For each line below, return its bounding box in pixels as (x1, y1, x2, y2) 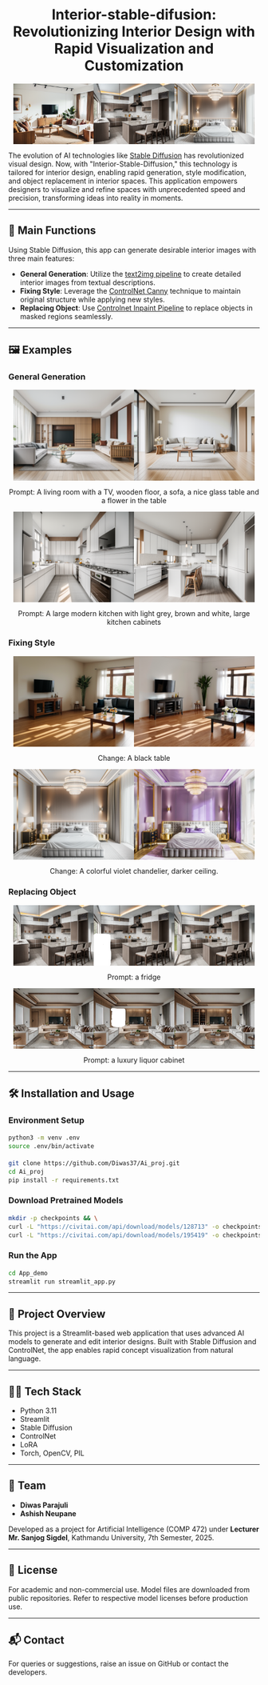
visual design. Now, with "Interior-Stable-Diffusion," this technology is (8, 158, 238, 169)
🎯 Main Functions (8, 224, 97, 238)
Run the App (8, 1250, 57, 1261)
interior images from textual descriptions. (19, 278, 156, 287)
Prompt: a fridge (107, 972, 161, 982)
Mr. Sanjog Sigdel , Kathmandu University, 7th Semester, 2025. (8, 1532, 215, 1542)
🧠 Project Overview (8, 1307, 106, 1321)
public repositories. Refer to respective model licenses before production (8, 1593, 249, 1603)
